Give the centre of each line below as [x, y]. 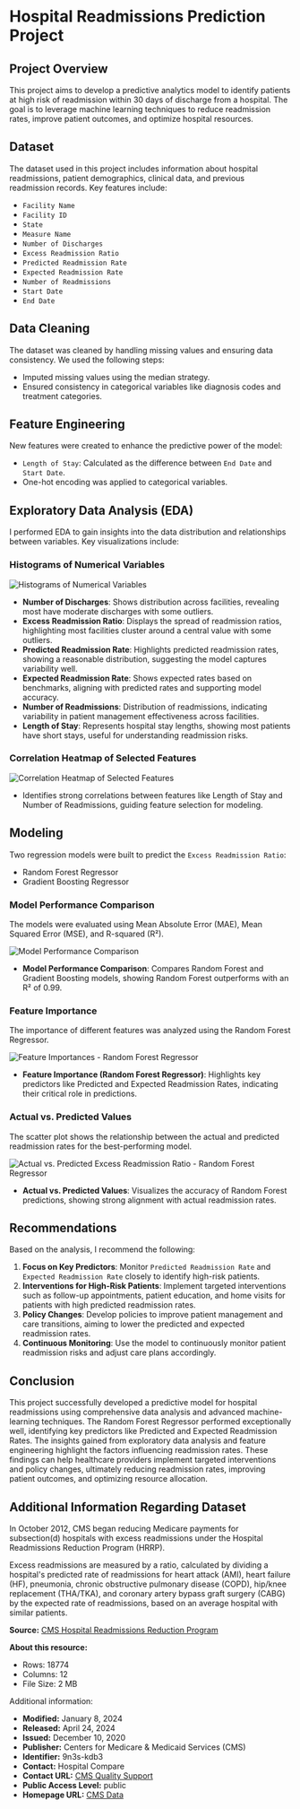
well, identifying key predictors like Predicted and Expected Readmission [143, 1431]
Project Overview [59, 69]
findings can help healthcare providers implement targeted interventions [143, 1460]
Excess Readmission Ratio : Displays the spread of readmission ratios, [152, 621]
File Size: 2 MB [50, 1683]
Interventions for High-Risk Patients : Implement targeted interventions [154, 1286]
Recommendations [63, 1227]
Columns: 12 [45, 1674]
